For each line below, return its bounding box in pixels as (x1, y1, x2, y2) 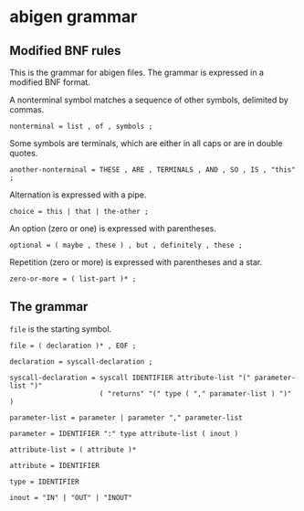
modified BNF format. (9, 77, 91, 88)
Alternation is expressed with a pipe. (9, 189, 147, 200)
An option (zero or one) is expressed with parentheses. (9, 223, 217, 234)
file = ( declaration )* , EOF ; (9, 341, 137, 350)
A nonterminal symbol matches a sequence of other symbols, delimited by (9, 94, 289, 105)
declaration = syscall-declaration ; (9, 357, 153, 367)
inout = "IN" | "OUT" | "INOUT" (9, 493, 132, 502)
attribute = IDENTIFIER (9, 461, 100, 470)
